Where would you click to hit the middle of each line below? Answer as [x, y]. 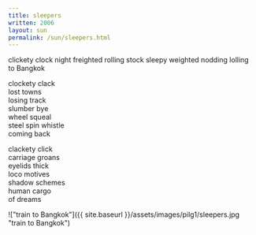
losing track [27, 100]
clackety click [30, 149]
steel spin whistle [36, 125]
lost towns [25, 92]
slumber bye [28, 109]
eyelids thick [29, 166]
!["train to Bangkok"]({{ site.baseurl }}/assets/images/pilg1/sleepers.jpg [124, 214]
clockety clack [32, 84]
